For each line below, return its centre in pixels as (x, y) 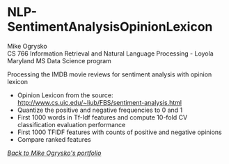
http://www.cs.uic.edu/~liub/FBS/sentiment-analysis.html (100, 102)
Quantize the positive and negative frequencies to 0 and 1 (100, 110)
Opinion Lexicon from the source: (65, 95)
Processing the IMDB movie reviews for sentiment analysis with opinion (110, 74)
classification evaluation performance (71, 124)
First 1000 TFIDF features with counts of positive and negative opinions (119, 132)
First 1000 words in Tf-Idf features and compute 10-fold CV (102, 117)
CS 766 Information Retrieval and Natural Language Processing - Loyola (110, 54)
